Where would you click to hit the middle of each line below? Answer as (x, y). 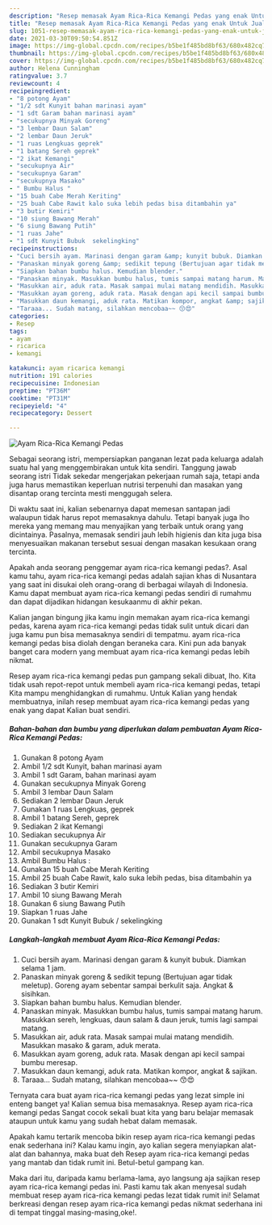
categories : (29, 316)
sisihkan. (36, 994)
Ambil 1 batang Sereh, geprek (70, 818)
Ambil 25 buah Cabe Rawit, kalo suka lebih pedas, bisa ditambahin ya (136, 878)
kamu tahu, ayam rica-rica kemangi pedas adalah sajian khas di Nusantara (133, 576)
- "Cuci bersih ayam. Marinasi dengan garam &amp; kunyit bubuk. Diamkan (136, 256)
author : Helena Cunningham (54, 69)
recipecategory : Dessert (51, 413)
